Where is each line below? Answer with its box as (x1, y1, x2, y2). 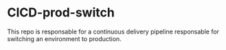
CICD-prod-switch (7, 5, 115, 21)
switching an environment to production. (7, 34, 122, 42)
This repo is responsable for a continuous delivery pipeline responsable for (7, 27, 220, 36)
